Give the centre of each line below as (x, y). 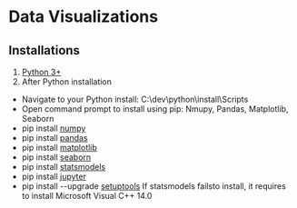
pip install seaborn (56, 157)
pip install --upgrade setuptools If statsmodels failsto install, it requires (154, 186)
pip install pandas (54, 138)
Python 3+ (41, 72)
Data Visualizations (84, 17)
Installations (45, 50)
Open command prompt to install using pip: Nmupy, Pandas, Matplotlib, (155, 109)
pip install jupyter (54, 176)
